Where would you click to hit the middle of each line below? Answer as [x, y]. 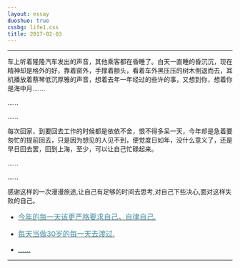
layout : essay [29, 14]
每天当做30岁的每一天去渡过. [66, 234]
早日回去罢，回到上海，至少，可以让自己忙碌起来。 [82, 149]
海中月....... [29, 88]
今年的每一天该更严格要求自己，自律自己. [87, 217]
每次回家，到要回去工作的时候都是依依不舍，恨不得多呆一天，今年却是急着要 [120, 131]
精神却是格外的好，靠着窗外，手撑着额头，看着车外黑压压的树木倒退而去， [117, 71]
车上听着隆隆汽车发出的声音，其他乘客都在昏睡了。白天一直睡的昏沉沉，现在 [120, 62]
